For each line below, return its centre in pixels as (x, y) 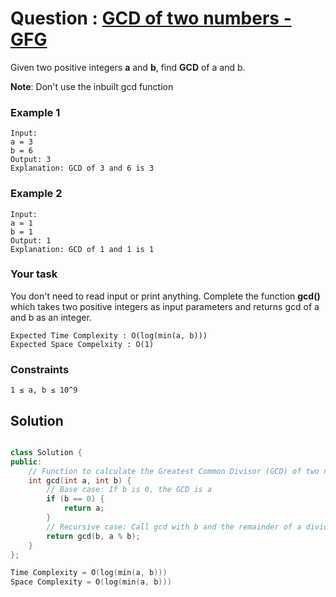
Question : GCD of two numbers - (151, 18)
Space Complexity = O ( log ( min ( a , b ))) (91, 582)
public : (26, 462)
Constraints (40, 369)
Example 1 (35, 112)
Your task (34, 274)
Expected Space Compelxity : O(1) (82, 344)
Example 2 (36, 194)
